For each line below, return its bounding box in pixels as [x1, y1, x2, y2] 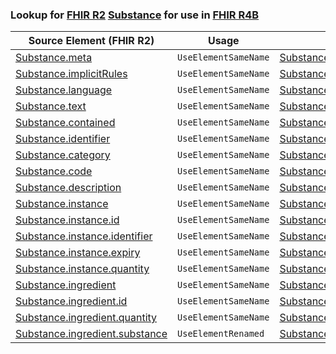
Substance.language [15, 83, 113, 97]
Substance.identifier [15, 132, 111, 146]
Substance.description [15, 181, 122, 195]
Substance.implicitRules [15, 67, 128, 81]
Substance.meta [15, 51, 93, 65]
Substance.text [15, 99, 87, 113]
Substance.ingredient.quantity [15, 311, 158, 325]
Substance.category [15, 148, 111, 162]
